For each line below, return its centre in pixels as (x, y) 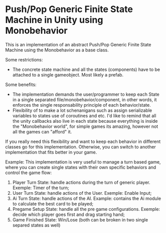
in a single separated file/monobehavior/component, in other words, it (85, 100)
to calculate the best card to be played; (53, 204)
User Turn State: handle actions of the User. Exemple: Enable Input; (82, 193)
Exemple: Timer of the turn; (41, 188)
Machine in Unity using (54, 20)
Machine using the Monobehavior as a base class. (57, 50)
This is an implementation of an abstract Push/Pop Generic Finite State (78, 44)
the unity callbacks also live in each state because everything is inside (85, 121)
